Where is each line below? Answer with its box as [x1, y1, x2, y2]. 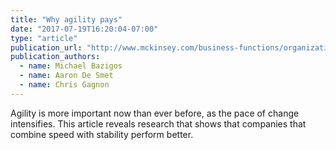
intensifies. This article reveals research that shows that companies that [10, 117, 307, 130]
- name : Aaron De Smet [19, 71, 114, 81]
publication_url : [10, 42, 83, 53]
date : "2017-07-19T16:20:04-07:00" [10, 24, 159, 34]
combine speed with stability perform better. [10, 128, 194, 140]
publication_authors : [10, 52, 101, 62]
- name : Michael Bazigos [19, 61, 123, 71]
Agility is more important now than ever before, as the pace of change [10, 107, 300, 119]
